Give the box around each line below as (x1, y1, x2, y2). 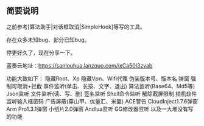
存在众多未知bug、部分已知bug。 (6, 36, 90, 43)
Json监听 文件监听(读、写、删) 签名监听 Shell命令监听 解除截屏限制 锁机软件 (6, 90, 197, 97)
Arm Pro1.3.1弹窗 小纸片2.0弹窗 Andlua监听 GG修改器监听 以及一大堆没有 (6, 105, 189, 113)
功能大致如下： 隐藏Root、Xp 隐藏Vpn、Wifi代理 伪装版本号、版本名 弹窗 (6, 75, 190, 82)
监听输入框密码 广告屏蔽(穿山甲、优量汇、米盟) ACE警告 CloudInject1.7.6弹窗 (6, 97, 198, 105)
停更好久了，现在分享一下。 (6, 49, 76, 56)
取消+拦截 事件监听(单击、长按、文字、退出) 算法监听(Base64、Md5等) (16, 82, 195, 89)
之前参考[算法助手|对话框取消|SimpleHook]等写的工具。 (6, 23, 146, 30)
